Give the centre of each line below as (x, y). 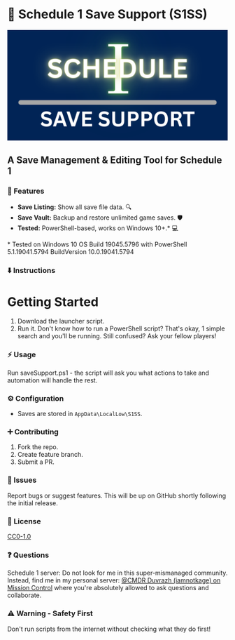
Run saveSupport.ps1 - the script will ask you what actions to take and (108, 373)
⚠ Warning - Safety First (50, 613)
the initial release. (33, 503)
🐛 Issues (22, 480)
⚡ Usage (22, 355)
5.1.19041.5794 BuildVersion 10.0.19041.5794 (71, 251)
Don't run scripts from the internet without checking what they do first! (109, 629)
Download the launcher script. (61, 321)
